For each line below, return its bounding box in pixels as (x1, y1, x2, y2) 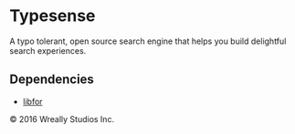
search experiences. (9, 45, 87, 56)
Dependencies (9, 72, 94, 88)
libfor (22, 96, 43, 107)
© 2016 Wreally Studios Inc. (9, 113, 115, 124)
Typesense (9, 5, 96, 26)
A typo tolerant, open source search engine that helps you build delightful (9, 36, 287, 46)
